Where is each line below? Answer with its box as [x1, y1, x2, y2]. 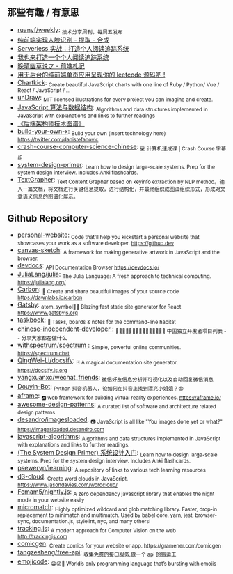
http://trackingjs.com [17, 533, 68, 540]
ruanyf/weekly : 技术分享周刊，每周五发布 [17, 25, 123, 36]
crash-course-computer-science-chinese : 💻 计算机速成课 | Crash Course [17, 142, 215, 152]
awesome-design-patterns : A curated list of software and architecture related [17, 400, 217, 410]
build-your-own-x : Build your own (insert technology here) [17, 127, 166, 137]
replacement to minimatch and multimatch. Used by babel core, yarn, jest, [17, 511, 194, 519]
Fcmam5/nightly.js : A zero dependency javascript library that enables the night [17, 488, 215, 497]
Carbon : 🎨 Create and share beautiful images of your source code [17, 285, 179, 295]
